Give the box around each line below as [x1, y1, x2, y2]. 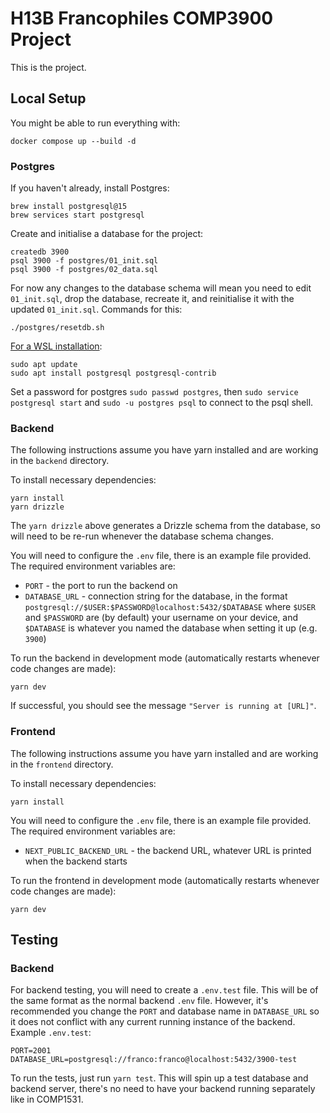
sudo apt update [10, 360, 78, 370]
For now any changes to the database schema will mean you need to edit [10, 282, 312, 294]
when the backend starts [24, 855, 128, 867]
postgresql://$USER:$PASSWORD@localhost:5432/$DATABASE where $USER [24, 601, 316, 613]
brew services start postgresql [10, 210, 145, 221]
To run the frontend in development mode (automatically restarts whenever [10, 874, 320, 886]
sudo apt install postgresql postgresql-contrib [10, 368, 217, 379]
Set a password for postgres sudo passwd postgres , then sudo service [10, 386, 299, 398]
